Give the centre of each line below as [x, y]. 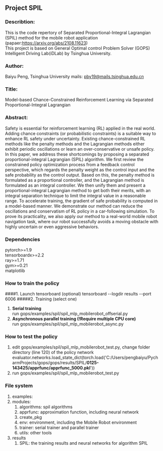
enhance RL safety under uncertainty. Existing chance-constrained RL [75, 138]
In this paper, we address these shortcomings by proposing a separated [77, 154]
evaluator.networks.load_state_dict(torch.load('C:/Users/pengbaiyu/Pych [85, 357]
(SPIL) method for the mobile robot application [52, 38]
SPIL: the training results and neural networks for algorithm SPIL [84, 443]
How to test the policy [31, 337]
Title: [11, 89]
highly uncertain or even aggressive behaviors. [52, 227]
